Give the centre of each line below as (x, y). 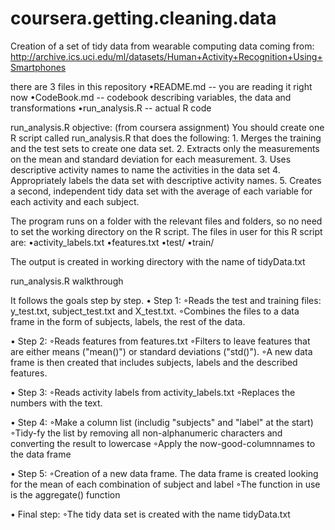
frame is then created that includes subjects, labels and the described (154, 362)
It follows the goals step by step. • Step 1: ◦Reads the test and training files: (166, 300)
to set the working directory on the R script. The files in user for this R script (166, 231)
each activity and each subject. (75, 201)
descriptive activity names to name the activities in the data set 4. (145, 169)
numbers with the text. (56, 403)
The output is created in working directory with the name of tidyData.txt (158, 261)
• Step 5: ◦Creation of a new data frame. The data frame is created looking (164, 473)
